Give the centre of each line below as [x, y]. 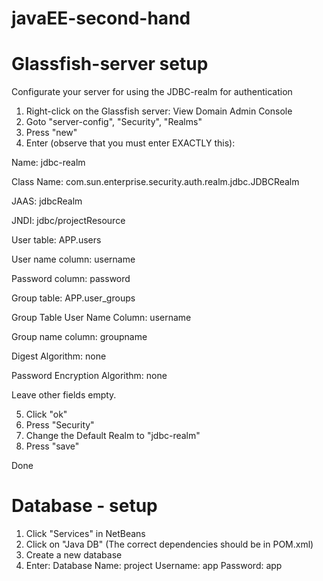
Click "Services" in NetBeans [85, 534]
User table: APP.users [56, 240]
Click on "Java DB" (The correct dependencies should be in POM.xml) [169, 544]
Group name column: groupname [79, 337]
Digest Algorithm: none [59, 356]
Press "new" [51, 133]
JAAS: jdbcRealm [47, 201]
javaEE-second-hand [101, 18]
